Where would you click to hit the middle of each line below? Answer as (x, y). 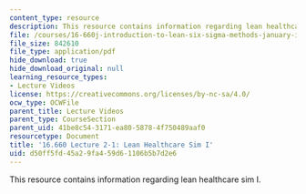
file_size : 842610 (44, 43)
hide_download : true (49, 60)
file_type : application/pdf (63, 52)
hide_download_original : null (67, 69)
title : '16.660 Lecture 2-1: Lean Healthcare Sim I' (112, 145)
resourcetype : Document (55, 137)
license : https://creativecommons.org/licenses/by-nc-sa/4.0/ (130, 94)
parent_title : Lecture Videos (67, 111)
